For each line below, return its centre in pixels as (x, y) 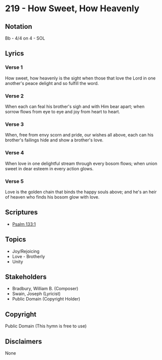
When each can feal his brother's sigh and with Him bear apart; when (75, 106)
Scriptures (21, 212)
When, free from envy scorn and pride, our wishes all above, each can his (79, 135)
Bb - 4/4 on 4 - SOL (25, 38)
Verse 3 (14, 124)
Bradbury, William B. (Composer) (45, 289)
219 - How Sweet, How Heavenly (72, 9)
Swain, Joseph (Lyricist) (36, 294)
